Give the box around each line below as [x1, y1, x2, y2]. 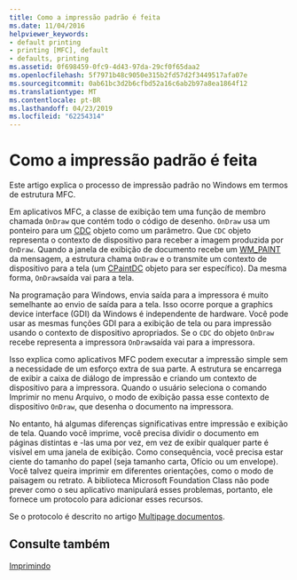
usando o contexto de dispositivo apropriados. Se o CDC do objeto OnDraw [9, 328, 275, 338]
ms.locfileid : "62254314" [9, 112, 105, 121]
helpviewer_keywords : [9, 29, 90, 38]
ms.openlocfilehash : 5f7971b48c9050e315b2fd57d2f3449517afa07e [9, 71, 248, 80]
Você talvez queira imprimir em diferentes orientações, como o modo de [9, 465, 274, 476]
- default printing [9, 37, 82, 47]
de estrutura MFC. [9, 189, 76, 200]
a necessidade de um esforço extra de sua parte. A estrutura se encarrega [9, 363, 282, 374]
